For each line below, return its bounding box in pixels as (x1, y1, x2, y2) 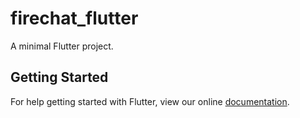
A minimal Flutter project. (10, 40, 114, 52)
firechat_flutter (10, 7, 139, 30)
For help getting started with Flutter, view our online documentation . (10, 95, 290, 107)
